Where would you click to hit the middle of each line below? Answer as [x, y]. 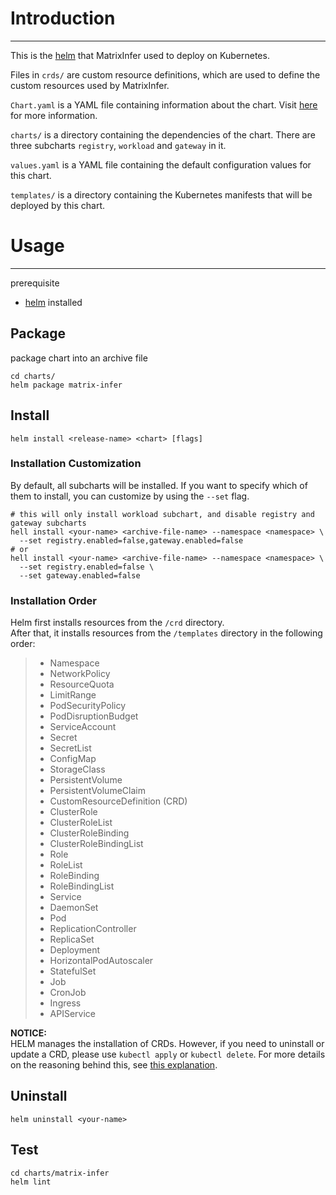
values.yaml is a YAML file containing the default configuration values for [161, 164]
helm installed [53, 302]
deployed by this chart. [58, 205]
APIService [73, 1014]
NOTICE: [28, 1033]
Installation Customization [76, 464]
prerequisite [35, 283]
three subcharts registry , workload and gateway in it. [118, 145]
